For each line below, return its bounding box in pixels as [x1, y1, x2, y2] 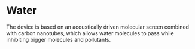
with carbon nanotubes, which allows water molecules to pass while [6, 29, 175, 36]
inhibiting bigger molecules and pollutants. [6, 36, 111, 43]
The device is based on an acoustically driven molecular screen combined [6, 23, 190, 30]
